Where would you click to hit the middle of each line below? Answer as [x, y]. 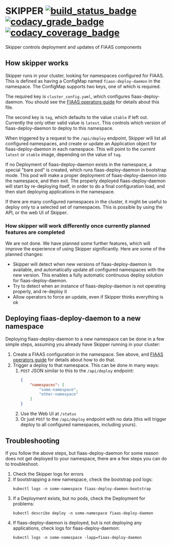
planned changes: [24, 255]
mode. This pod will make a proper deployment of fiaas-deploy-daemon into [86, 175]
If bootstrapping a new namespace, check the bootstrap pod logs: [83, 479]
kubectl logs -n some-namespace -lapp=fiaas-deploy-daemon [77, 537]
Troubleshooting [33, 441]
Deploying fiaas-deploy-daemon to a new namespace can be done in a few [85, 339]
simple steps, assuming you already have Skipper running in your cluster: [83, 344]
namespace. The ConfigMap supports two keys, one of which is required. [83, 86]
